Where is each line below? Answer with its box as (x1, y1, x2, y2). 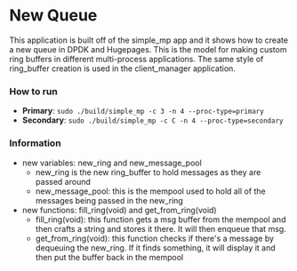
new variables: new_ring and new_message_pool (21, 157, 202, 168)
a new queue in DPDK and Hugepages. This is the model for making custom (9, 44, 287, 54)
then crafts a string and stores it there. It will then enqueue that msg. (35, 223, 286, 234)
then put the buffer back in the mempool (35, 251, 184, 262)
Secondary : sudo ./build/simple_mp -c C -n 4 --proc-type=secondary (21, 115, 284, 125)
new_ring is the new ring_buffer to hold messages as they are (35, 166, 261, 178)
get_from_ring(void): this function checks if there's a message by (35, 233, 274, 243)
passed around (35, 176, 92, 187)
